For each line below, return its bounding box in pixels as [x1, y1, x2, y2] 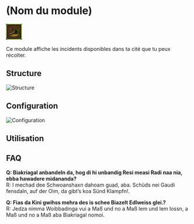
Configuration [6, 101, 58, 111]
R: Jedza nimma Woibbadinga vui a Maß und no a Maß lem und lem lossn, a [6, 205, 188, 212]
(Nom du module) [6, 4, 92, 18]
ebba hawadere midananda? [6, 175, 77, 182]
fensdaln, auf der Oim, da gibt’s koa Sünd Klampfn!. [6, 187, 130, 194]
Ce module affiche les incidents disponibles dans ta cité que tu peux [6, 45, 171, 52]
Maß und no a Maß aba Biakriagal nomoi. [6, 211, 105, 218]
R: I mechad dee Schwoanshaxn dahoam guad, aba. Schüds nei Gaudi [6, 181, 175, 188]
